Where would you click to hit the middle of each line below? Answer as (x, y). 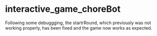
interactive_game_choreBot (63, 9)
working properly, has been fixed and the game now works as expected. (78, 28)
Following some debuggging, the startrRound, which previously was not (78, 23)
